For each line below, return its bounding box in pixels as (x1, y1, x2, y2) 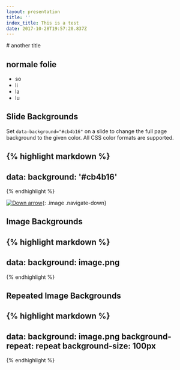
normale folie (6, 59, 57, 70)
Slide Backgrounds (6, 112, 79, 122)
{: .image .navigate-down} (41, 199, 107, 207)
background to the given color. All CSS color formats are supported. (6, 134, 174, 141)
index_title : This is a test (6, 20, 79, 26)
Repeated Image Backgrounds (6, 291, 121, 301)
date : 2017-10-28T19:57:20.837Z (6, 25, 87, 32)
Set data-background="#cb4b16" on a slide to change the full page (6, 127, 167, 135)
